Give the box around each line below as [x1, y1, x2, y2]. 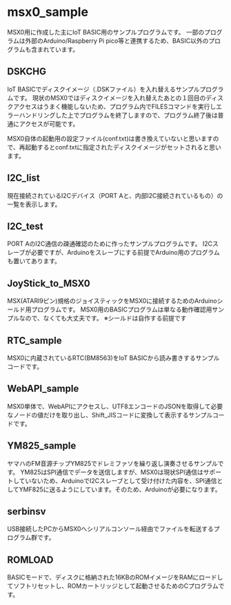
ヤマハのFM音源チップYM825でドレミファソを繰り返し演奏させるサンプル [7, 459, 219, 467]
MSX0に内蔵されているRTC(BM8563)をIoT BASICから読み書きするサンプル [7, 354, 220, 362]
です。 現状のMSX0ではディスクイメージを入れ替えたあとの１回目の [12, 93, 206, 102]
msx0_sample [7, 4, 88, 20]
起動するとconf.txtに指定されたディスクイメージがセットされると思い [25, 143, 222, 151]
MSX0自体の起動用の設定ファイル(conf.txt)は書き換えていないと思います [7, 134, 214, 143]
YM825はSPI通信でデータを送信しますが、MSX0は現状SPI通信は [20, 468, 203, 476]
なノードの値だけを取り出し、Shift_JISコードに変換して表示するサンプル [7, 410, 212, 419]
